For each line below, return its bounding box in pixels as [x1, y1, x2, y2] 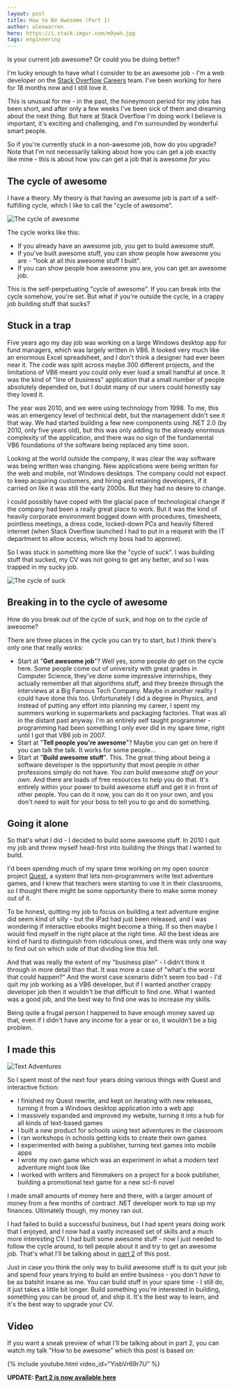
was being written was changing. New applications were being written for [7, 462, 219, 470]
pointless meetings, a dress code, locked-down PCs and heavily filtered [7, 519, 214, 528]
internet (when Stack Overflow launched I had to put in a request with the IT [7, 527, 225, 535]
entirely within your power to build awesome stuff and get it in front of [17, 782, 218, 791]
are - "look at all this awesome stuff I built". [17, 256, 141, 265]
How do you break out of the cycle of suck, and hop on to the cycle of [7, 615, 208, 623]
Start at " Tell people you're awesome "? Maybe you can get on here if [17, 738, 218, 747]
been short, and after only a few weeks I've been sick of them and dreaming [7, 105, 226, 113]
